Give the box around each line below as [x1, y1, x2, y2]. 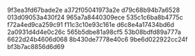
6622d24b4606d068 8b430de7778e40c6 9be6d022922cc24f [7, 35, 188, 44]
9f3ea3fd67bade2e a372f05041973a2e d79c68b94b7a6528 [7, 6, 180, 14]
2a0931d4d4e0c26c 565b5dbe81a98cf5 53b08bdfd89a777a [7, 28, 182, 36]
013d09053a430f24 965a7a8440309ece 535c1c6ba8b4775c [7, 13, 183, 21]
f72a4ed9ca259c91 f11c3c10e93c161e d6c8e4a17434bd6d [7, 21, 175, 28]
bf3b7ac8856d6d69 [7, 43, 65, 50]
